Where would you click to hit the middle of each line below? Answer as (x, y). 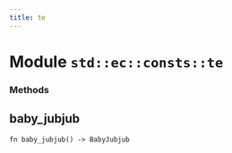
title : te (28, 17)
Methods (29, 89)
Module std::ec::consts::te (116, 61)
